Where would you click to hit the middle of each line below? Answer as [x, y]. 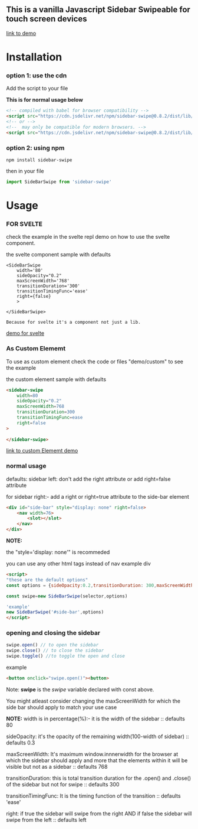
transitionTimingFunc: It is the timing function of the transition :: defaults [93, 796]
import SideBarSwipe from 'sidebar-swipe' [59, 182]
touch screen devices [47, 19]
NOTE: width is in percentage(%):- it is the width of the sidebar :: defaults [96, 719]
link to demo [21, 33]
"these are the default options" [47, 580]
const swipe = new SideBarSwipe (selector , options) [67, 596]
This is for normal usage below [45, 100]
